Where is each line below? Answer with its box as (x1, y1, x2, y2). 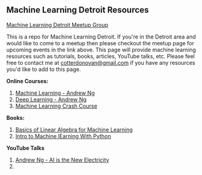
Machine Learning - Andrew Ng (15, 89, 95, 97)
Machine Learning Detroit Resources (6, 5, 149, 15)
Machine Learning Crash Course (15, 102, 98, 110)
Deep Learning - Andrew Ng (15, 95, 87, 103)
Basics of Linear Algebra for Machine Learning (15, 125, 133, 133)
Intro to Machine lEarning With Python (15, 132, 111, 140)
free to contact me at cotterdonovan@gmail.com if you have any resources (6, 59, 196, 66)
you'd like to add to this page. (6, 65, 81, 73)
